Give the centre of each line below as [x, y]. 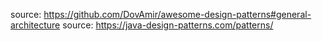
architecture [35, 25]
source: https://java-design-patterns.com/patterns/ [168, 25]
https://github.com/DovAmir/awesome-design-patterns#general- [177, 14]
